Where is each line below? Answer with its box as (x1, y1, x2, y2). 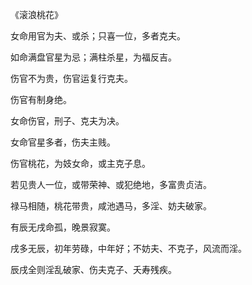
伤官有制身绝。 (10, 94, 72, 105)
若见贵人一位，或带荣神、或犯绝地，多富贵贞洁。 (10, 179, 212, 190)
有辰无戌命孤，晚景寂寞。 (10, 221, 116, 233)
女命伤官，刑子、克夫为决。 (10, 115, 125, 127)
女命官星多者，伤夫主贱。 (10, 136, 116, 148)
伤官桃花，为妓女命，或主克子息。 (10, 158, 151, 169)
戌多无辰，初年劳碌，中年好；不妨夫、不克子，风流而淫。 (10, 243, 247, 254)
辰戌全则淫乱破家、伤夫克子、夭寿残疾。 (10, 264, 177, 275)
